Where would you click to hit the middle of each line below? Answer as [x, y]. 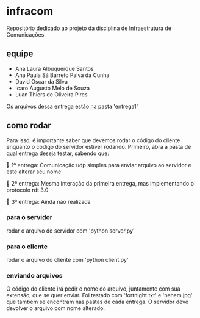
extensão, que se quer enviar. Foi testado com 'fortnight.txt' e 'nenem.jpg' [100, 295]
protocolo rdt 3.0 [27, 190]
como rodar [29, 125]
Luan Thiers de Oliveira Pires [51, 94]
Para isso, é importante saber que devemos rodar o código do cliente [93, 140]
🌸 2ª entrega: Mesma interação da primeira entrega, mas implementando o [100, 183]
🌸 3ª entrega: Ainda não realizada [48, 201]
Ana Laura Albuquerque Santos [54, 68]
